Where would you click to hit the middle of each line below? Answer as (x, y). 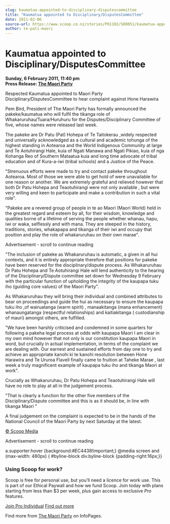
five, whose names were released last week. (51, 125)
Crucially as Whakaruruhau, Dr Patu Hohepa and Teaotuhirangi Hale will (80, 380)
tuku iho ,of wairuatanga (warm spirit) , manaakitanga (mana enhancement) (84, 307)
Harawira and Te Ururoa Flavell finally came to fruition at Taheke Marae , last (85, 360)
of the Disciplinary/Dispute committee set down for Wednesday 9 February (83, 276)
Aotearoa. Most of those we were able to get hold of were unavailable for (81, 177)
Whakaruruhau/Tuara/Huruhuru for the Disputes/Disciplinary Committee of (83, 120)
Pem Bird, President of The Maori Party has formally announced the (76, 109)
